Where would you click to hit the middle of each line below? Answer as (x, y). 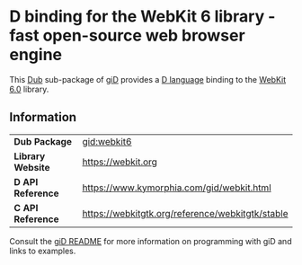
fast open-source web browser (127, 35)
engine (36, 55)
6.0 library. (29, 89)
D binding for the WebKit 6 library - (142, 17)
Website (32, 167)
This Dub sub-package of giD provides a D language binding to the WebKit (147, 79)
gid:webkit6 (107, 141)
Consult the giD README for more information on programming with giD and (151, 241)
